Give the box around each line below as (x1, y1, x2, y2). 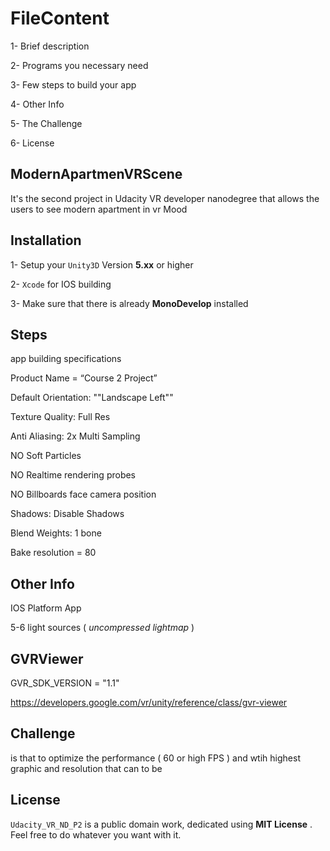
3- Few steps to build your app (10, 78, 137, 91)
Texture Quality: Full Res (10, 411, 111, 423)
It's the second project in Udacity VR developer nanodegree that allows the (10, 192, 320, 204)
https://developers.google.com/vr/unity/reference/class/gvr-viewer (10, 697, 288, 708)
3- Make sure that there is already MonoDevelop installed (10, 297, 249, 309)
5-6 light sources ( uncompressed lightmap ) (10, 622, 195, 634)
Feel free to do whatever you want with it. (10, 828, 182, 841)
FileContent (10, 7, 110, 30)
